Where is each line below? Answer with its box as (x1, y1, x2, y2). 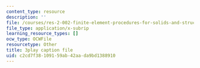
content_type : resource (6, 8, 65, 15)
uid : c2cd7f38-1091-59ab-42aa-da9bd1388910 (6, 53, 116, 59)
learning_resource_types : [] (6, 31, 79, 37)
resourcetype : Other (6, 42, 58, 48)
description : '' (6, 14, 46, 20)
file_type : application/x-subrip (6, 25, 89, 31)
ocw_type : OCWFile (6, 36, 52, 42)
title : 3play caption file (6, 47, 73, 53)
